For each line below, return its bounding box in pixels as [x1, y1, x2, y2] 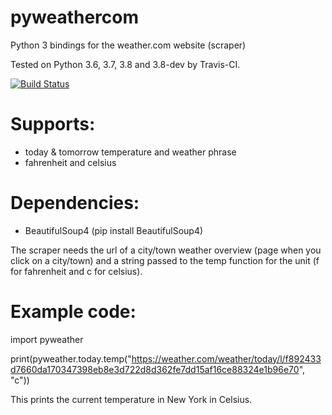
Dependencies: [10, 192, 140, 215]
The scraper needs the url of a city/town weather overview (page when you [10, 244, 322, 256]
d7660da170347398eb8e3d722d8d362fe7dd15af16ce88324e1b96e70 [10, 363, 300, 375]
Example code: [10, 301, 137, 323]
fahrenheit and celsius [24, 156, 117, 168]
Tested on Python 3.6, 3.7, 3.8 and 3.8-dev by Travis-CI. [10, 58, 241, 70]
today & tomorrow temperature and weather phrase [24, 146, 237, 158]
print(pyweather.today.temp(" [10, 352, 132, 365]
